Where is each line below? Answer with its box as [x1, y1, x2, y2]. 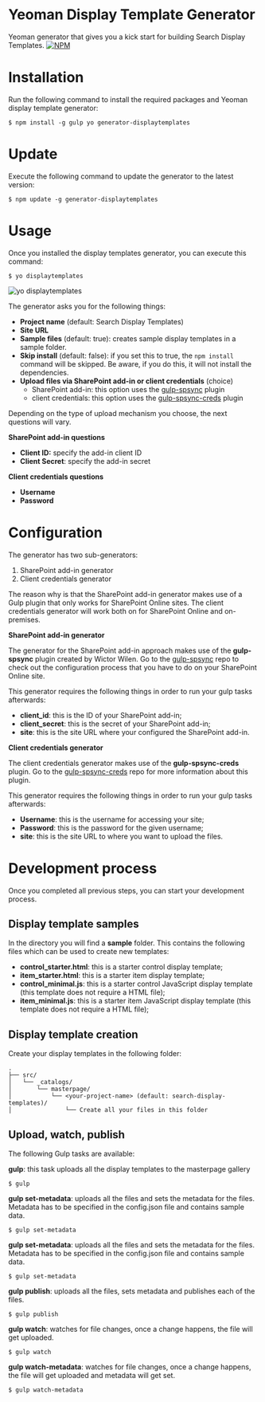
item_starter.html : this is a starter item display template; [19, 971, 205, 980]
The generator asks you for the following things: [8, 301, 166, 311]
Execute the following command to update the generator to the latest [8, 171, 234, 181]
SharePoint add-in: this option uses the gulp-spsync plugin [31, 384, 225, 394]
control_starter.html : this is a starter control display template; [19, 962, 224, 972]
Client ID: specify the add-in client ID [19, 448, 142, 458]
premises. [8, 615, 41, 624]
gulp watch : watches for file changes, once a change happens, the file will [8, 1325, 253, 1334]
